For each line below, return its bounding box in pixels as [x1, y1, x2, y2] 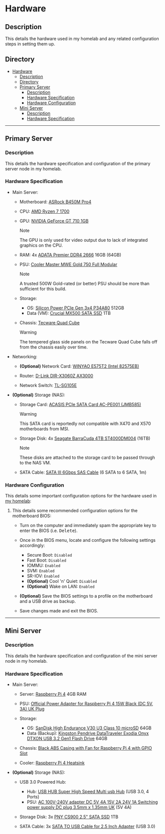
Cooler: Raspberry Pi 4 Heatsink [19, 760, 85, 766]
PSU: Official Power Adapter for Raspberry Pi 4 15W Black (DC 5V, [19, 701, 154, 707]
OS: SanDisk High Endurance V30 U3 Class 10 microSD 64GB [27, 725, 152, 731]
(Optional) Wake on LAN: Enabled [27, 583, 95, 590]
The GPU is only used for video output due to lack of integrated [19, 237, 148, 243]
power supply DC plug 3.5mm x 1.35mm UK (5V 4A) [27, 804, 132, 810]
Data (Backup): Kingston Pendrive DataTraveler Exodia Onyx [27, 730, 149, 736]
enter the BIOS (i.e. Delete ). [19, 528, 78, 533]
